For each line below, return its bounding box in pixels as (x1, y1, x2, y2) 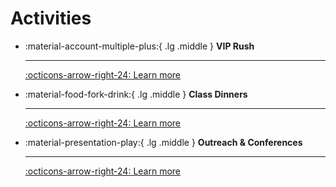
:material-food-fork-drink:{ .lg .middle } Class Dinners (24, 88, 248, 100)
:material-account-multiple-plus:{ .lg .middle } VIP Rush (24, 40, 255, 52)
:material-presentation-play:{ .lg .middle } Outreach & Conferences (24, 136, 303, 148)
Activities (10, 7, 92, 30)
